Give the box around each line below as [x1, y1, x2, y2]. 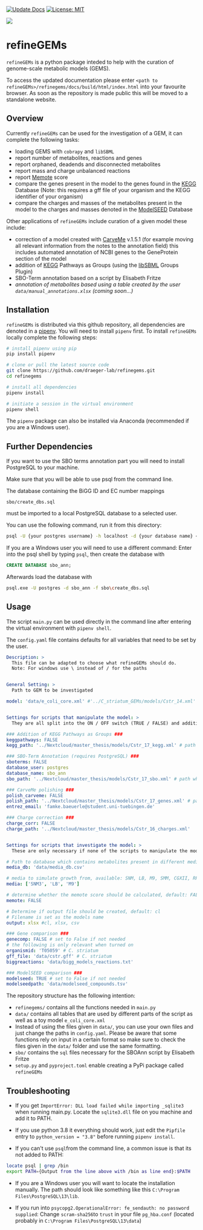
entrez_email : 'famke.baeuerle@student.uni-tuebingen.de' [6, 804, 155, 810]
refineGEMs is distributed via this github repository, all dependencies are [6, 321, 185, 328]
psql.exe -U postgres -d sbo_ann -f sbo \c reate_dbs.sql [6, 585, 150, 591]
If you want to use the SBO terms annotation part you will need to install [6, 458, 185, 465]
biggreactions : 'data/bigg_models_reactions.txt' [6, 958, 134, 965]
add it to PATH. [14, 1115, 53, 1122]
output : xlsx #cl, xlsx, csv [6, 920, 80, 926]
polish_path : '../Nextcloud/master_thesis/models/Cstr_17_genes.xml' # [6, 798, 190, 804]
